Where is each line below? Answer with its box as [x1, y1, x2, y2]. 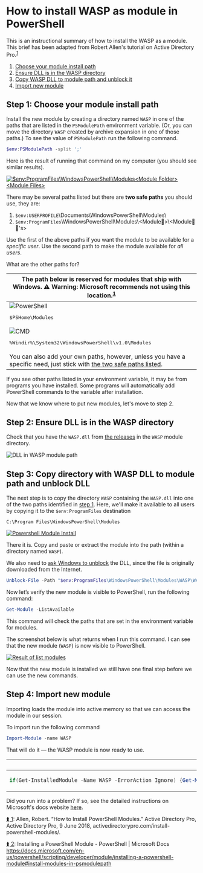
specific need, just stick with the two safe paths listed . [9, 359, 163, 368]
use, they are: [6, 200, 40, 207]
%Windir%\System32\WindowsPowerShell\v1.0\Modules [9, 340, 152, 346]
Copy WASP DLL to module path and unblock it [14, 76, 133, 83]
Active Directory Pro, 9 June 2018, [6, 822, 92, 829]
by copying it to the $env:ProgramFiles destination [6, 507, 131, 515]
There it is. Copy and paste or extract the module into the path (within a [6, 541, 184, 549]
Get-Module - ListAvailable [6, 607, 74, 613]
